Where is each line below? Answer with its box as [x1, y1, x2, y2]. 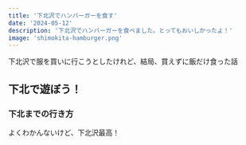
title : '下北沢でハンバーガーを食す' [8, 11, 118, 20]
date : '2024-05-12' [8, 19, 73, 27]
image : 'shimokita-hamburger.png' [8, 33, 123, 42]
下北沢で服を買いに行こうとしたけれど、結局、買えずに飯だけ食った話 [8, 57, 239, 66]
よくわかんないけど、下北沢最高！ [8, 127, 120, 137]
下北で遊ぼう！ [8, 82, 82, 96]
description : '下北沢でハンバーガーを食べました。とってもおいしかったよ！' [8, 26, 233, 34]
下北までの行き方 [8, 108, 74, 120]
